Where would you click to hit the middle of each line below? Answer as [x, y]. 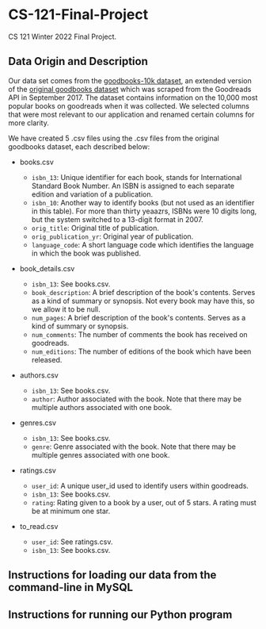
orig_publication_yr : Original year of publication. [112, 236]
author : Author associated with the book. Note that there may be [137, 399]
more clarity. [28, 123]
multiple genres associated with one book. [101, 454]
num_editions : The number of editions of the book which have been [141, 351]
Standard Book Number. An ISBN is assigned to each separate [133, 186]
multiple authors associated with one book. [102, 407]
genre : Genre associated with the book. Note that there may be [133, 447]
